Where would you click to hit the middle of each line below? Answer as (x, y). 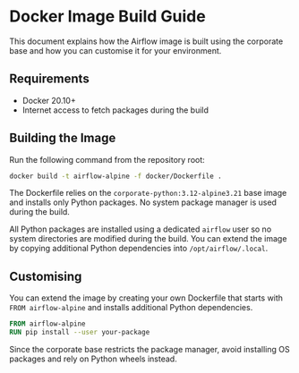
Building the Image (63, 138)
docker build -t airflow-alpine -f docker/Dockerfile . (115, 176)
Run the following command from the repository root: (107, 159)
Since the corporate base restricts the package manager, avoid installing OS (149, 349)
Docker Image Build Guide (107, 17)
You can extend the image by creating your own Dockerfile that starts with (146, 298)
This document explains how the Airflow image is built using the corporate (146, 41)
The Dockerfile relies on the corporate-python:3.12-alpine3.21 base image (148, 193)
